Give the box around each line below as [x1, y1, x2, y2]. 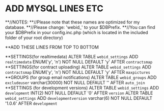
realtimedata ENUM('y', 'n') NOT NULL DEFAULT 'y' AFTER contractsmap [5, 59, 153, 65]
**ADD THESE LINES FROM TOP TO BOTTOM [5, 44, 99, 50]
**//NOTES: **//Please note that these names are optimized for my [5, 19, 140, 25]
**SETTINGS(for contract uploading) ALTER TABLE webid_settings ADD [5, 64, 151, 70]
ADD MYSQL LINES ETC [5, 3, 104, 14]
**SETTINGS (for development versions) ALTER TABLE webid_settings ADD [5, 85, 159, 90]
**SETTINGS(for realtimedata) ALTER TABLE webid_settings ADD [5, 53, 138, 59]
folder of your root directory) [5, 35, 63, 41]
